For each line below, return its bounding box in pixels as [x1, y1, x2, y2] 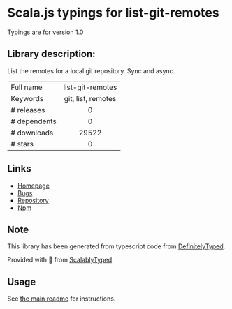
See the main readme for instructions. [7, 294, 116, 303]
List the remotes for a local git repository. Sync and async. [7, 66, 175, 75]
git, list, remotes [64, 93, 117, 103]
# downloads [10, 128, 54, 137]
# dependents [10, 116, 57, 126]
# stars [10, 139, 34, 149]
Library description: [7, 48, 96, 60]
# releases [10, 105, 45, 114]
